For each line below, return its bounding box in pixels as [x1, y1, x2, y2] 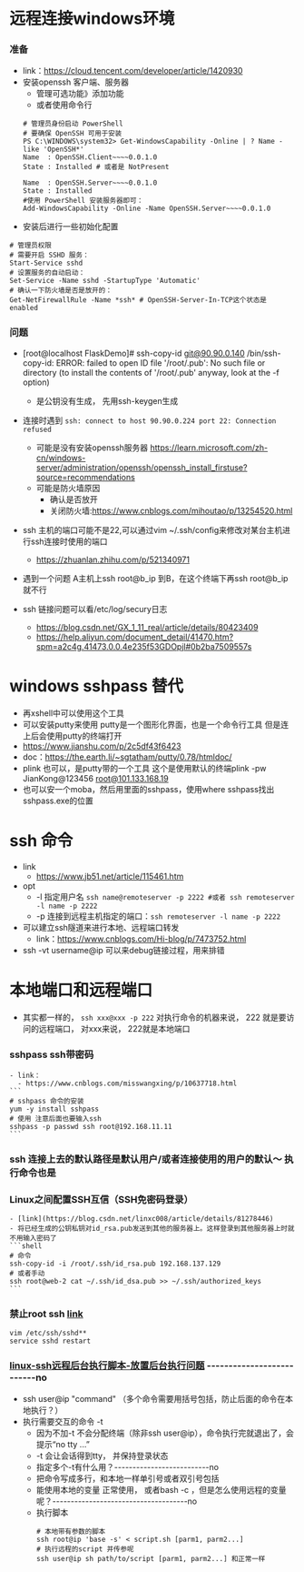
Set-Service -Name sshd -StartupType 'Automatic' [9, 277, 201, 286]
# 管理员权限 [9, 241, 52, 250]
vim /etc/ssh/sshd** [9, 1329, 88, 1338]
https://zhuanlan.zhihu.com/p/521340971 [35, 554, 191, 565]
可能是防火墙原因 [35, 482, 101, 493]
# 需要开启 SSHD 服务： [9, 251, 90, 260]
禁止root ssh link [9, 1307, 83, 1320]
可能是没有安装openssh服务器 [35, 442, 149, 453]
